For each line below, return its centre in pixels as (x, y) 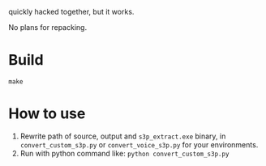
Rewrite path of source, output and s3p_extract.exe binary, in (123, 136)
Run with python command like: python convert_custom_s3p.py (124, 153)
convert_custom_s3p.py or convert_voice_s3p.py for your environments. (139, 144)
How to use (47, 114)
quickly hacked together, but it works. (71, 12)
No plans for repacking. (48, 27)
